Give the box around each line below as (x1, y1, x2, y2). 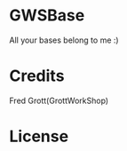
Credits (9, 66, 65, 86)
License (9, 126, 69, 147)
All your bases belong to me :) (9, 35, 119, 45)
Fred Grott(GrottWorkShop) (9, 95, 109, 106)
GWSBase (9, 5, 85, 26)
